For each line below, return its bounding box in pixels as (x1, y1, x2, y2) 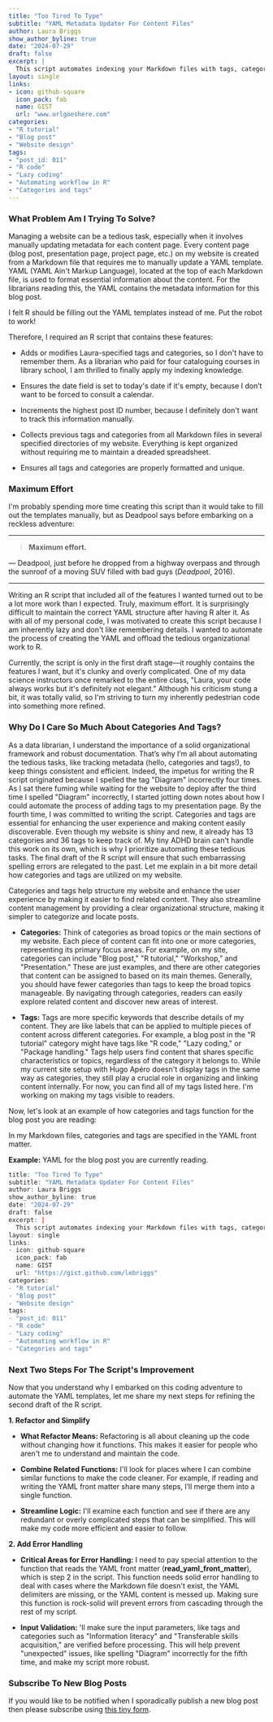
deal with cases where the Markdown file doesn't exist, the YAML (19, 1580, 240, 1590)
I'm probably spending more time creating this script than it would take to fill (8, 502, 264, 511)
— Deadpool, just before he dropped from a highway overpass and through (8, 559, 261, 568)
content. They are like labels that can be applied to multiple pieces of (19, 1021, 252, 1031)
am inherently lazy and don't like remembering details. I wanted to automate (8, 624, 262, 635)
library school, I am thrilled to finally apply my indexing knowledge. (19, 366, 244, 375)
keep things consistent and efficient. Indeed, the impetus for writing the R (8, 766, 254, 776)
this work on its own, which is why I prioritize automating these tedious (8, 843, 246, 853)
